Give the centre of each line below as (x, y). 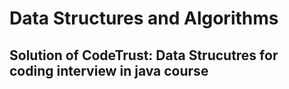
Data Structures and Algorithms (144, 18)
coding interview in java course (109, 70)
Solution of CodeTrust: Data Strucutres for (144, 55)
